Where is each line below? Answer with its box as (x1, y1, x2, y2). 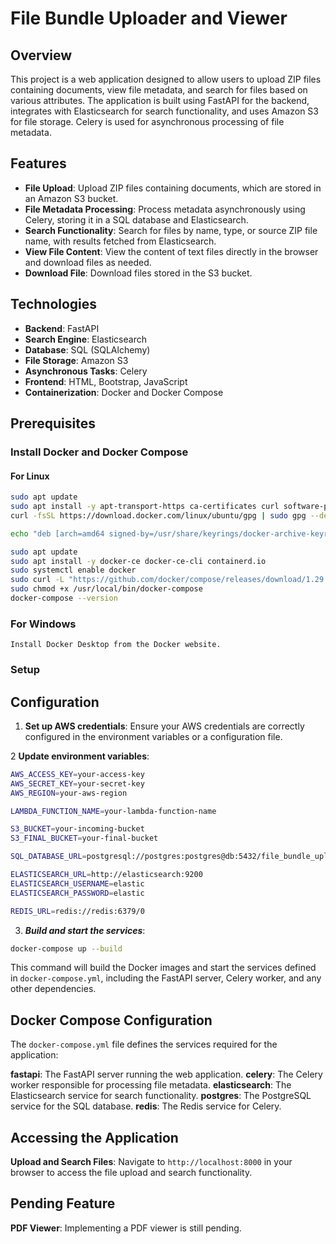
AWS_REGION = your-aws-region (10, 788, 128, 798)
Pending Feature (10, 1195, 116, 1212)
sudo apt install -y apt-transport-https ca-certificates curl (10, 502, 280, 512)
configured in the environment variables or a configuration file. (24, 730, 283, 742)
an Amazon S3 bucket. (24, 192, 119, 204)
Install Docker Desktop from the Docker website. (10, 640, 222, 650)
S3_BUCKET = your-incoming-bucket (10, 824, 145, 834)
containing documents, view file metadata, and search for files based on (10, 84, 308, 96)
